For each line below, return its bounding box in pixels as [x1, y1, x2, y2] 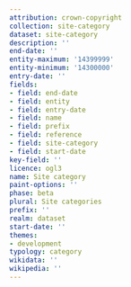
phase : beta [9, 189, 54, 198]
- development [9, 239, 63, 248]
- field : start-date [9, 147, 87, 156]
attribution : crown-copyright [9, 13, 123, 22]
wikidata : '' [9, 256, 58, 265]
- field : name [9, 113, 63, 122]
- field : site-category [9, 139, 99, 148]
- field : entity [9, 96, 70, 106]
